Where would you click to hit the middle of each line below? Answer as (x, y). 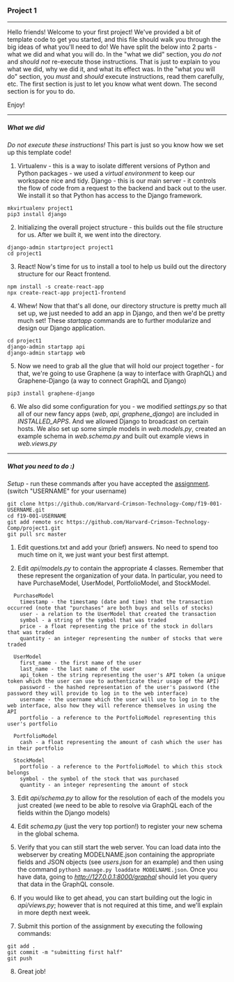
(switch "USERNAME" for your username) (67, 491)
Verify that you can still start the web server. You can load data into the (119, 847)
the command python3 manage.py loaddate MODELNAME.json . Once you (117, 870)
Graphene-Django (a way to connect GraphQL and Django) (102, 381)
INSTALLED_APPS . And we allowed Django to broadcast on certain (113, 421)
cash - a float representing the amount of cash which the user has (121, 742)
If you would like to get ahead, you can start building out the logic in (115, 898)
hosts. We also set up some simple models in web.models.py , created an (122, 429)
